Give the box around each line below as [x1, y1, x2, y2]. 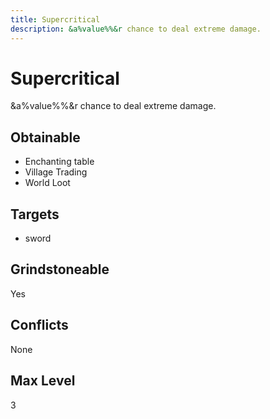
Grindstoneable [10, 261, 110, 278]
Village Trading [24, 166, 88, 178]
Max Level [10, 372, 76, 390]
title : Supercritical [10, 14, 101, 25]
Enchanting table [24, 156, 95, 168]
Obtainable [10, 129, 81, 146]
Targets [10, 206, 60, 223]
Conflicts [10, 317, 69, 334]
